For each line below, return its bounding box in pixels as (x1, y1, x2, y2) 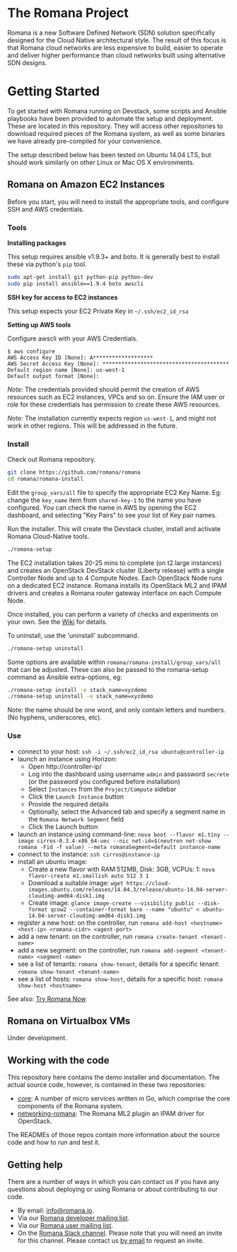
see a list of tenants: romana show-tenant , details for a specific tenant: (17, 960, 221, 968)
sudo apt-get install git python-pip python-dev (7, 273, 154, 280)
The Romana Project (7, 5, 129, 21)
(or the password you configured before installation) (28, 777, 180, 785)
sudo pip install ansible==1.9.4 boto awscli (7, 280, 144, 288)
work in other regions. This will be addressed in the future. (7, 421, 178, 430)
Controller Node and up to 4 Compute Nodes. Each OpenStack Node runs (7, 574, 223, 582)
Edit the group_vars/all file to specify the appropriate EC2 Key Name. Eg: (7, 488, 222, 496)
